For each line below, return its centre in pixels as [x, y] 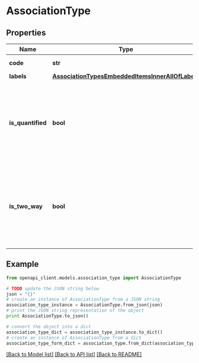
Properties [26, 33]
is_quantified [28, 123]
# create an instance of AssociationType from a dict [74, 338]
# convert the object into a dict [49, 326]
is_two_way [26, 206]
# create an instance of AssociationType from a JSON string [83, 300]
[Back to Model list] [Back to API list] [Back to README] [74, 354]
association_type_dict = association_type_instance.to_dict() [84, 332]
